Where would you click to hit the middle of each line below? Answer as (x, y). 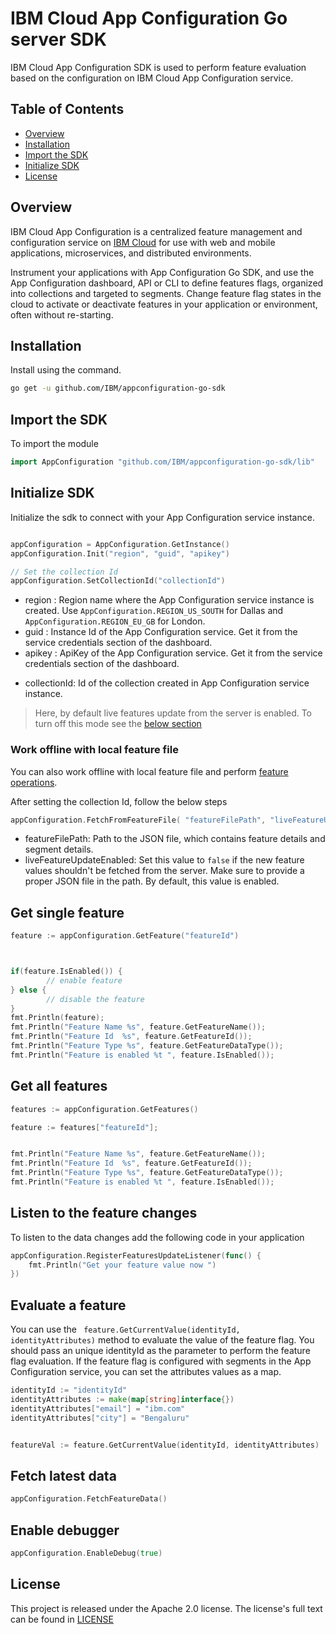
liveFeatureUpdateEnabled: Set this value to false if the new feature (164, 860)
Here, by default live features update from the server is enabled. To (173, 713)
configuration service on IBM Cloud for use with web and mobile (143, 242)
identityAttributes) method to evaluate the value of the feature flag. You (162, 1340)
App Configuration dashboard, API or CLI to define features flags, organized (167, 283)
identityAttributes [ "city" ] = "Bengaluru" (100, 1418)
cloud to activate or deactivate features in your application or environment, (164, 304)
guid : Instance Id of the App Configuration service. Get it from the (161, 632)
